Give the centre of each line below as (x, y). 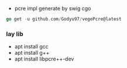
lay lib (15, 34)
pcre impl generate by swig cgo (53, 8)
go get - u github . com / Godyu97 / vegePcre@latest (64, 19)
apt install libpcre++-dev (44, 59)
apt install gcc (31, 46)
